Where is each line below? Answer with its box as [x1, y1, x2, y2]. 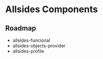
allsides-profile [12, 48, 44, 54]
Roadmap [5, 24, 37, 33]
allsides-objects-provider [12, 43, 66, 49]
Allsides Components [5, 4, 98, 15]
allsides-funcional [12, 37, 50, 43]
